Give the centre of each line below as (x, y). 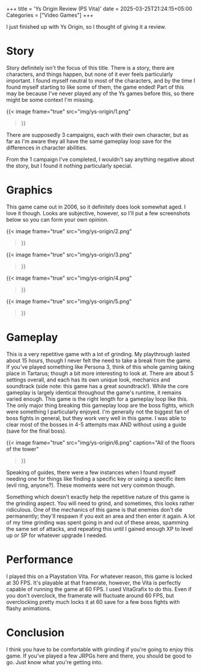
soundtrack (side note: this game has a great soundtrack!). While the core (97, 386)
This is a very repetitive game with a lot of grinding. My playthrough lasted (98, 354)
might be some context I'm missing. (50, 99)
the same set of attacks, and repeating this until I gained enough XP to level (100, 529)
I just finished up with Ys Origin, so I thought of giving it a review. (86, 27)
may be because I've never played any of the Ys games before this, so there (100, 93)
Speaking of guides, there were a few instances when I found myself (91, 472)
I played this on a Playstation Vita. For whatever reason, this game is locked (99, 576)
